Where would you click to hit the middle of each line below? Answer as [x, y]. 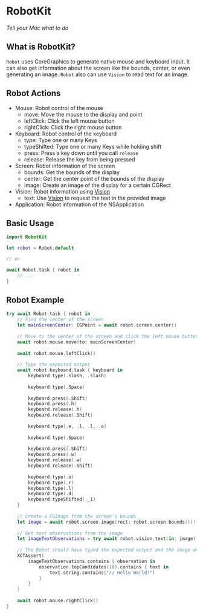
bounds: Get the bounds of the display [72, 172]
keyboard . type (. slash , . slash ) [67, 376]
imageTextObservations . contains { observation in [92, 561]
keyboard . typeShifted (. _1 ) [62, 499]
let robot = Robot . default [40, 248]
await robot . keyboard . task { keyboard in [70, 370]
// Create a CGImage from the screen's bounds [77, 516]
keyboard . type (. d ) [51, 494]
